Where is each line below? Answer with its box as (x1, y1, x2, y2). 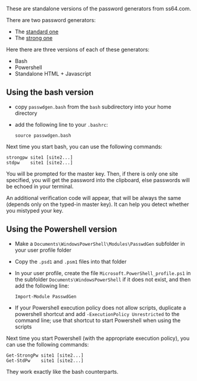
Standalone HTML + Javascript (14, 70, 91, 77)
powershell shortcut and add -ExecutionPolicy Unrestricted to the (14, 310, 180, 317)
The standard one (14, 28, 59, 35)
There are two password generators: (6, 17, 96, 23)
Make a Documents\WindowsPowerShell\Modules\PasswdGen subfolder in (14, 240, 186, 247)
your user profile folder (14, 246, 71, 254)
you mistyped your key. (6, 207, 64, 214)
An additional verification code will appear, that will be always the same (6, 194, 182, 201)
